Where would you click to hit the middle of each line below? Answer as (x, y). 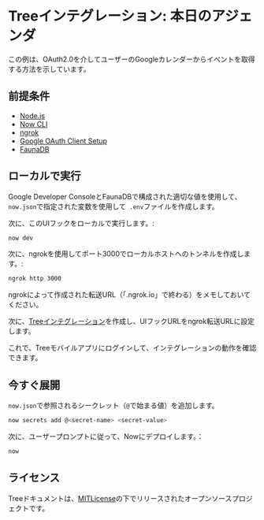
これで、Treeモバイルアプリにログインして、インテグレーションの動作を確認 (132, 348)
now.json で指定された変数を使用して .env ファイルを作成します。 (113, 206)
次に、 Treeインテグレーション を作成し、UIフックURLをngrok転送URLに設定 (131, 321)
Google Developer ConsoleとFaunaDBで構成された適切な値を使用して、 (125, 196)
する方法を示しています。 (49, 69)
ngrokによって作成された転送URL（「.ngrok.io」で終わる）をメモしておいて (129, 295)
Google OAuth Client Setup (63, 141)
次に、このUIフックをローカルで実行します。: (82, 223)
